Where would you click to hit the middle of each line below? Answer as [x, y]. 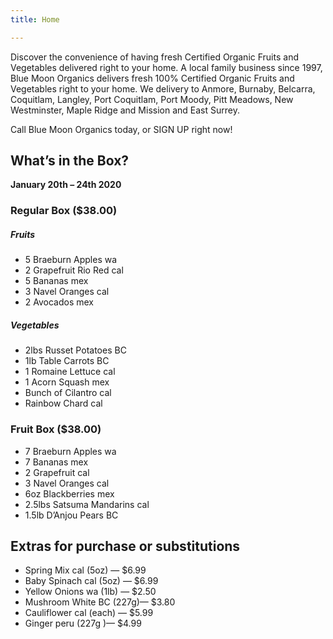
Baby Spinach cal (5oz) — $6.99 [91, 581]
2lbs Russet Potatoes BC [75, 350]
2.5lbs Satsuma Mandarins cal [87, 504]
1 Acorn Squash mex [67, 382]
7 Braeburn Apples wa [70, 451]
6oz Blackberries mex [69, 493]
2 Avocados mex [59, 302]
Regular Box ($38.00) [64, 211]
